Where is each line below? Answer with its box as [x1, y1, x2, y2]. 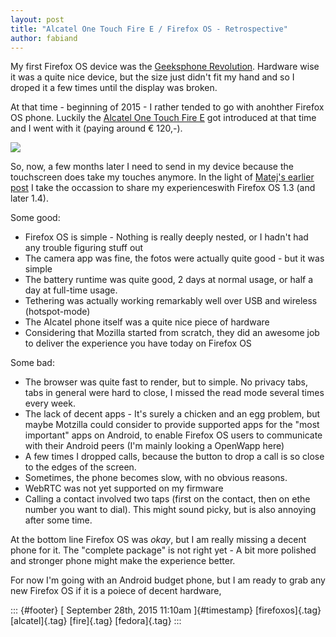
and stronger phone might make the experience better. [10, 555, 236, 567]
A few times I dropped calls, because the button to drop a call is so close [24, 451, 325, 463]
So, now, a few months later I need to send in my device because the [10, 161, 294, 173]
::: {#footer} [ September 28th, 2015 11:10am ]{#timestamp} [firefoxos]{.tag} [10, 604, 322, 616]
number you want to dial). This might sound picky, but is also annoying [24, 504, 317, 516]
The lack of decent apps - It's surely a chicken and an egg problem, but [24, 408, 321, 420]
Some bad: [10, 357, 55, 369]
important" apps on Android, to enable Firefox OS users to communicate [24, 429, 323, 441]
